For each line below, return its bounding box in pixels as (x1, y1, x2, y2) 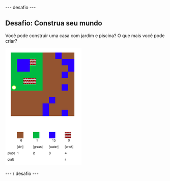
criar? (5, 38, 18, 44)
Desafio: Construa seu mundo (5, 19, 103, 27)
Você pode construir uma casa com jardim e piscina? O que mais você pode (5, 33, 165, 39)
